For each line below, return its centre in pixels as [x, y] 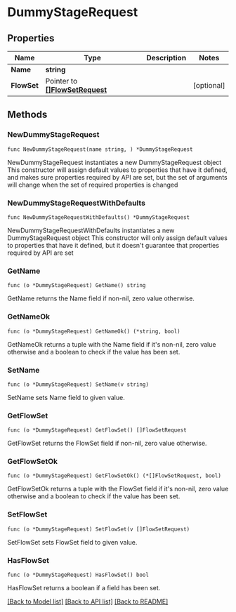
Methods [27, 115]
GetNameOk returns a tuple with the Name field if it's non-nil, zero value [112, 344]
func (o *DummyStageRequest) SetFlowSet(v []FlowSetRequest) [99, 529]
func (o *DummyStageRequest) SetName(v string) [78, 384]
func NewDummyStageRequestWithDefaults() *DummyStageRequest [99, 217]
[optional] [209, 85]
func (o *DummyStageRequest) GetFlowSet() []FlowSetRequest [97, 430]
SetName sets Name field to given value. [66, 397]
